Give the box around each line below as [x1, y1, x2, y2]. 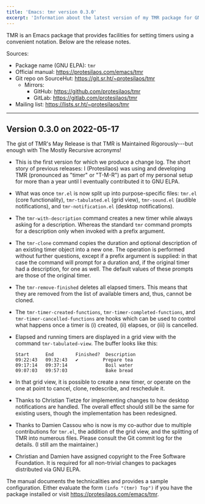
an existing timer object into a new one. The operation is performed [15, 246, 185, 254]
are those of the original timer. [15, 272, 92, 279]
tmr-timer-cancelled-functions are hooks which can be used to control [15, 315, 196, 323]
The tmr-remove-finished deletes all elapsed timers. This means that [15, 283, 188, 291]
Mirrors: [24, 81, 45, 89]
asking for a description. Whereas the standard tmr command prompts [15, 221, 192, 228]
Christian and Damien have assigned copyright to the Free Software [15, 453, 186, 460]
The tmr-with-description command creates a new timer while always [15, 214, 193, 222]
